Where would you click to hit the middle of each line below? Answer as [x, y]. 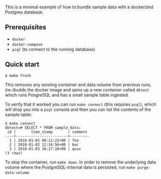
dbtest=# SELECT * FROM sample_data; [43, 128]
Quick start [22, 65]
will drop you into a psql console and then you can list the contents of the [78, 109]
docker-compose [27, 45]
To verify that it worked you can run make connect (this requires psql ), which [80, 104]
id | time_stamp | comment [47, 132]
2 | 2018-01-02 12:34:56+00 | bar [44, 145]
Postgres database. [24, 12]
